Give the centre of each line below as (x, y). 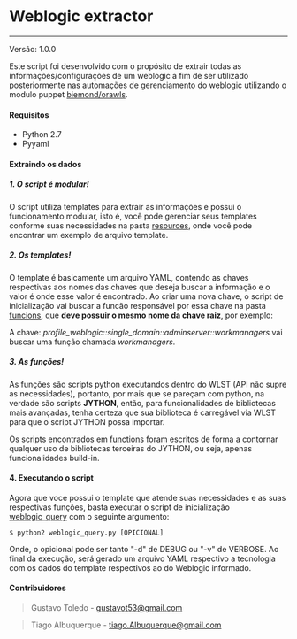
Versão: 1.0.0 (33, 49)
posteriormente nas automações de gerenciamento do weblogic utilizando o (148, 85)
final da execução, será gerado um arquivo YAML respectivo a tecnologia (142, 558)
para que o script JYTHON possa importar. (87, 421)
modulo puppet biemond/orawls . (69, 94)
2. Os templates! (40, 255)
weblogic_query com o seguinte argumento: (89, 516)
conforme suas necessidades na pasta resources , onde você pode (131, 225)
